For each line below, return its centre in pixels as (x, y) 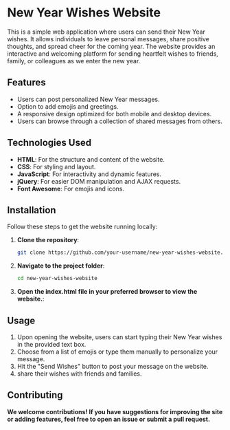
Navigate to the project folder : (61, 266)
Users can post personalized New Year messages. (88, 99)
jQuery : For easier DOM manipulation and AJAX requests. (99, 181)
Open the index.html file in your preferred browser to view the (107, 292)
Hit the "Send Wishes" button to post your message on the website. (113, 366)
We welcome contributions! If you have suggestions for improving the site (115, 411)
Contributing (35, 395)
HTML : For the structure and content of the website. (91, 159)
